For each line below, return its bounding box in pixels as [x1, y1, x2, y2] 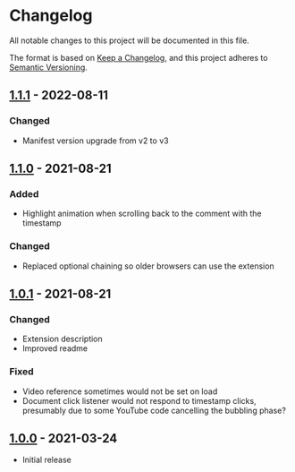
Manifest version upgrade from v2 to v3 [21, 135, 169, 146]
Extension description [21, 333, 103, 345]
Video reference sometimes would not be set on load [21, 386, 218, 397]
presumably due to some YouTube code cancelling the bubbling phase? [21, 405, 286, 416]
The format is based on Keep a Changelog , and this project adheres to [9, 52, 268, 63]
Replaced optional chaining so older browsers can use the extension [21, 261, 274, 271]
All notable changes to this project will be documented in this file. [9, 35, 250, 46]
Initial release [21, 454, 72, 466]
